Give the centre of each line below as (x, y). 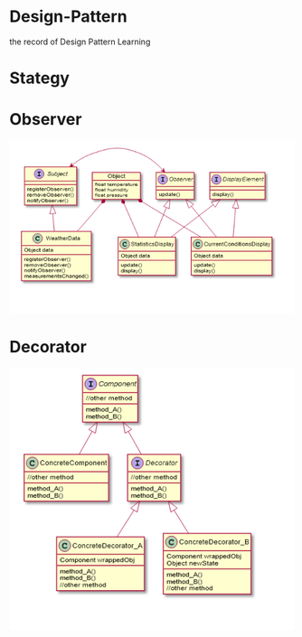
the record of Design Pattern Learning (80, 42)
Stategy (40, 78)
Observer (46, 120)
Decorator (48, 347)
